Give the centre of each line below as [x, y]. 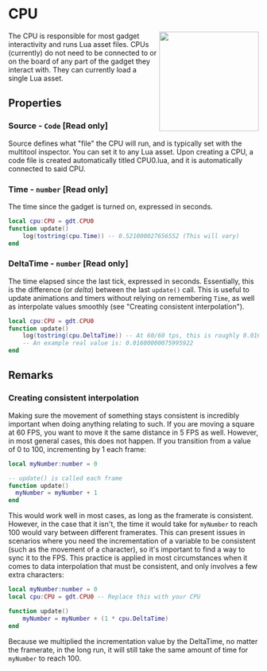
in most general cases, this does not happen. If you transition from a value [130, 441]
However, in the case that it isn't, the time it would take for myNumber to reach [133, 524]
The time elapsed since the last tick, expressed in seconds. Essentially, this [131, 281]
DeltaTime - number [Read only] [68, 263]
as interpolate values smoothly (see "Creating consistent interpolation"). [126, 306]
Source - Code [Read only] [58, 126]
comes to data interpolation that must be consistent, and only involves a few [133, 567]
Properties [35, 103]
